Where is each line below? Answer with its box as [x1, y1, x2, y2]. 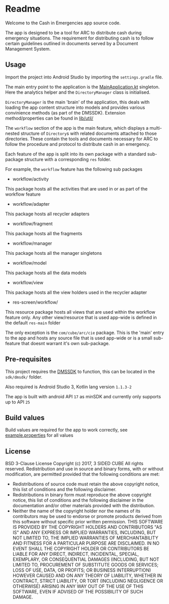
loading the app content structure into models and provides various [5, 104, 145, 110]
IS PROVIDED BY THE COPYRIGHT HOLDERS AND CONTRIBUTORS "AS [12, 524, 162, 530]
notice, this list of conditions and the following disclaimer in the [12, 497, 144, 503]
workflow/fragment [12, 220, 53, 226]
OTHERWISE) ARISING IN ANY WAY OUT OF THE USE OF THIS [12, 583, 144, 589]
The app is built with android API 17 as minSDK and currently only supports [5, 393, 161, 399]
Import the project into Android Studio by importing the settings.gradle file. [5, 74, 163, 80]
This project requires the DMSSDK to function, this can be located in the [5, 368, 155, 374]
